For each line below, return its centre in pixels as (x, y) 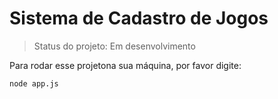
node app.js (34, 83)
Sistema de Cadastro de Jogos (139, 18)
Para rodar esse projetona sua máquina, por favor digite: (125, 65)
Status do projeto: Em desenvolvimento (114, 46)
